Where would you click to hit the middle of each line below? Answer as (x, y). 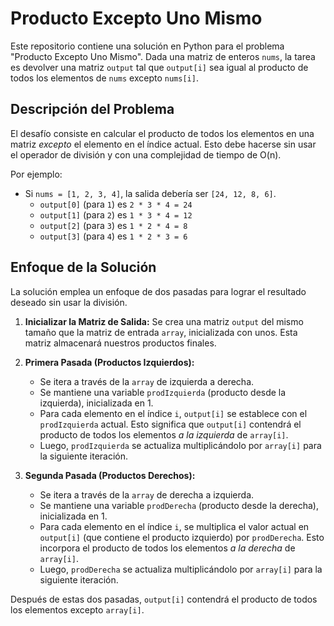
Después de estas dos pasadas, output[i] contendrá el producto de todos (164, 599)
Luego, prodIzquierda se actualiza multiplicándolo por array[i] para (180, 445)
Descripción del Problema (92, 109)
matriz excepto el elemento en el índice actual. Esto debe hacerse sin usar (163, 144)
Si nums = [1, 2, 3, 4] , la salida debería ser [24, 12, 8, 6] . (150, 193)
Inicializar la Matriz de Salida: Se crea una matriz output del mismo (164, 321)
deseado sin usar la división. (69, 302)
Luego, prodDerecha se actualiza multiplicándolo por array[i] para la (181, 569)
